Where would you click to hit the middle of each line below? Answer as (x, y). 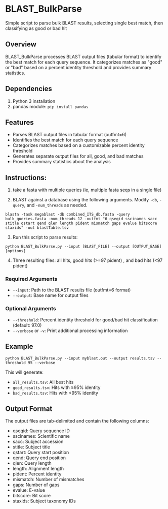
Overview (21, 44)
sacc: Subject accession (38, 442)
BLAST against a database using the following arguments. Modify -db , (85, 200)
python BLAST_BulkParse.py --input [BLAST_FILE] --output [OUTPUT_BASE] (83, 247)
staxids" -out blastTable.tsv (37, 228)
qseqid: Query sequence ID (41, 431)
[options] (16, 251)
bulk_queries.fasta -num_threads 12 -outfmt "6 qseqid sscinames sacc (81, 219)
